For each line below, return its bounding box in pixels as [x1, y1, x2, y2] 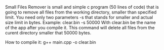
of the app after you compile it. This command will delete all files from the [5, 25, 155, 31]
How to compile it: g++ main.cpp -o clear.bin [5, 39, 96, 45]
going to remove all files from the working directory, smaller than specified [5, 9, 157, 15]
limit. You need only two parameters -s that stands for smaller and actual [5, 15, 153, 20]
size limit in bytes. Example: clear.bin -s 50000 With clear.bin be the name [5, 19, 156, 25]
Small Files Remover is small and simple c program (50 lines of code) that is [5, 4, 159, 10]
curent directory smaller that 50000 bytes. [5, 30, 91, 35]
